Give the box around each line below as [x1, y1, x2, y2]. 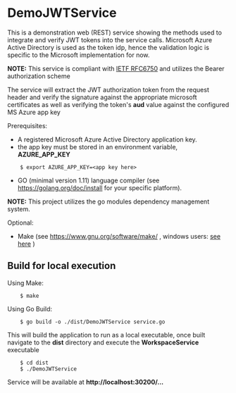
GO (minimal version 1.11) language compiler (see [17, 176, 160, 185]
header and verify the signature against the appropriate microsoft [7, 93, 197, 101]
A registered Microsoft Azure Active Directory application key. [17, 135, 197, 144]
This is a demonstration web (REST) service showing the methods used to [7, 28, 222, 37]
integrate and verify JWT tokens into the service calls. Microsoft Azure [7, 35, 213, 44]
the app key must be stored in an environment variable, [17, 142, 178, 151]
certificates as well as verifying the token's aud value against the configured [7, 100, 230, 108]
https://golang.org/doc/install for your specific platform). [17, 183, 182, 192]
